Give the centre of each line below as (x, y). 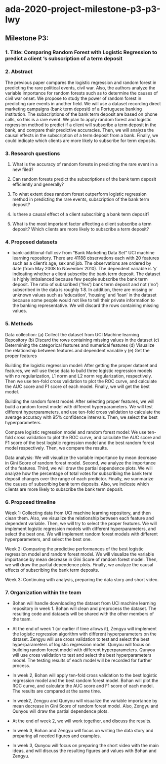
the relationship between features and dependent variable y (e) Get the (77, 350)
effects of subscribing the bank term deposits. (52, 570)
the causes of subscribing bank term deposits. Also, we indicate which (77, 484)
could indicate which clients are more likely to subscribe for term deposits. (81, 141)
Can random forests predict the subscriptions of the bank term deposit (84, 179)
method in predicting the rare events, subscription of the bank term (81, 199)
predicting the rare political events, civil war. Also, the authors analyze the (80, 87)
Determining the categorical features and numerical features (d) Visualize (80, 345)
